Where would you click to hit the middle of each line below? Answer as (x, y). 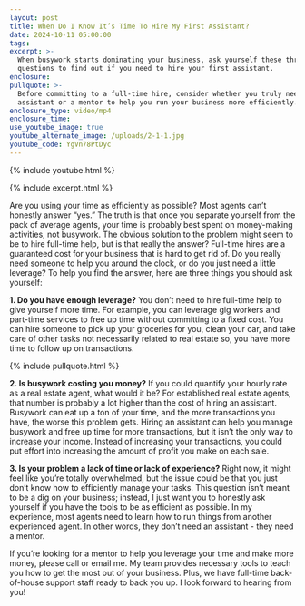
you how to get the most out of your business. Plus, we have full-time (139, 572)
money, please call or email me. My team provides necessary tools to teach (150, 562)
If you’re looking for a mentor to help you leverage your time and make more (152, 553)
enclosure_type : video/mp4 (60, 111)
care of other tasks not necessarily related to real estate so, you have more (150, 338)
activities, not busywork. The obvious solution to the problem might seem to (151, 234)
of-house (27, 582)
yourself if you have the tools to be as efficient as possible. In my (131, 507)
